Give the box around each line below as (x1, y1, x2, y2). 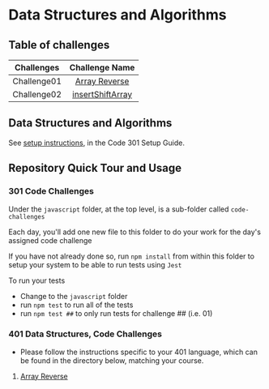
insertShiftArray (72, 89, 132, 100)
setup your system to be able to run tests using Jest (8, 259, 182, 269)
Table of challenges (8, 38, 110, 52)
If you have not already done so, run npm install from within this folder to (8, 251, 255, 261)
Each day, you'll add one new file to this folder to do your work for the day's (8, 227, 262, 237)
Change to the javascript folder (19, 291, 128, 301)
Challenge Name (69, 62, 135, 73)
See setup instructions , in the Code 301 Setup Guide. (8, 138, 185, 147)
